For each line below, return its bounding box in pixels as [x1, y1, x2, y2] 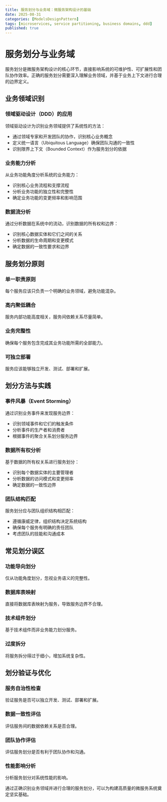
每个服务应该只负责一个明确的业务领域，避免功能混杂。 [5, 288, 118, 294]
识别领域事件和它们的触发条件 [12, 421, 74, 427]
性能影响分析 [5, 762, 36, 769]
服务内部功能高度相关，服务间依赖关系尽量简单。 [5, 314, 105, 320]
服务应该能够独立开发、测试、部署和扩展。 [5, 365, 92, 371]
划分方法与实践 [5, 381, 51, 390]
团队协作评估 [5, 736, 36, 743]
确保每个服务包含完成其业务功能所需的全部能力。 [5, 340, 105, 346]
